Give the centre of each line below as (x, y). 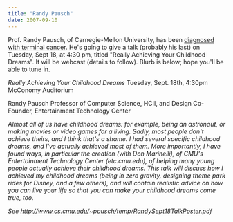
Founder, (20, 111)
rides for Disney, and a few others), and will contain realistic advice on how (115, 183)
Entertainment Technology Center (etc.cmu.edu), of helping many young (111, 160)
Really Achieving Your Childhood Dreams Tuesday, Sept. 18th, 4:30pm (108, 82)
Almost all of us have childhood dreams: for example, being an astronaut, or (116, 124)
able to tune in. (29, 69)
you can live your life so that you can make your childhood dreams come (112, 190)
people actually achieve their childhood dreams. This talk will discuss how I (115, 168)
